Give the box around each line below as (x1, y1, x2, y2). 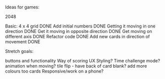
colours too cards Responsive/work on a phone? (5, 68, 104, 74)
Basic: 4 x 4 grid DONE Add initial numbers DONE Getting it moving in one (5, 23, 156, 29)
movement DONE (5, 39, 41, 45)
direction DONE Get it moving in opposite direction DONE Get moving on (5, 28, 152, 34)
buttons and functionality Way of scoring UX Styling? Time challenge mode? (5, 58, 161, 63)
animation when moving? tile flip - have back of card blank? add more (5, 63, 147, 69)
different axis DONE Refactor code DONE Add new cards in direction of (5, 34, 150, 39)
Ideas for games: (5, 4, 40, 10)
